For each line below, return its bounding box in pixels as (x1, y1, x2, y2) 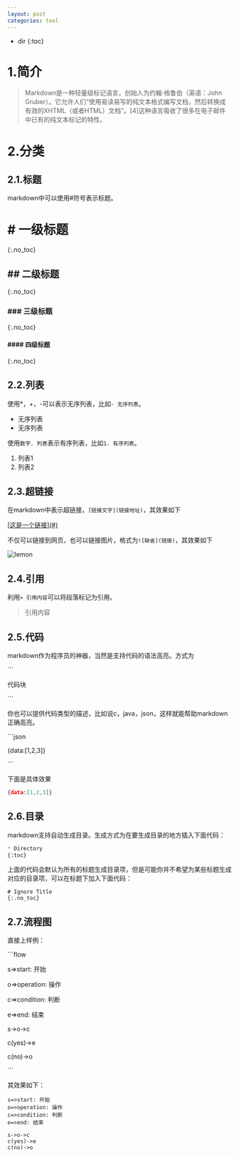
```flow (7, 950, 26, 959)
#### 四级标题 (7, 340, 51, 349)
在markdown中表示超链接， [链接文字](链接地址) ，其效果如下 (7, 505, 181, 514)
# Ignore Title (7, 888, 53, 895)
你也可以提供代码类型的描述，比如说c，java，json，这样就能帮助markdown (7, 709, 228, 717)
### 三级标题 (7, 307, 53, 317)
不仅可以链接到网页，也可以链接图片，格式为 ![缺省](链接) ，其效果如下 (7, 536, 213, 545)
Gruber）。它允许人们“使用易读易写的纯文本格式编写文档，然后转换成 (24, 98, 226, 106)
